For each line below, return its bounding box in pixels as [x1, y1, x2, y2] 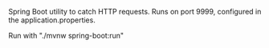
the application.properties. [8, 15, 96, 25]
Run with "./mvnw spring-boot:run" [8, 31, 124, 40]
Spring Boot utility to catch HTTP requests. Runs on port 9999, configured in [8, 7, 262, 16]
